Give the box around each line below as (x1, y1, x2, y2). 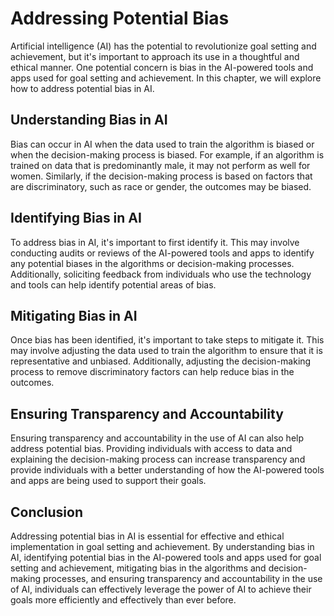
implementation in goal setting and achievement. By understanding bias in (10, 541, 315, 552)
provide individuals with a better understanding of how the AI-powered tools (10, 464, 325, 476)
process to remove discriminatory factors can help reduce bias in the (10, 366, 295, 378)
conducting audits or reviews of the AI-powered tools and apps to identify (10, 247, 315, 259)
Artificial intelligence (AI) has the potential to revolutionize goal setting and (10, 40, 317, 52)
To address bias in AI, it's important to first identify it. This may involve (10, 236, 300, 248)
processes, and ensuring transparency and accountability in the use (42, 573, 323, 584)
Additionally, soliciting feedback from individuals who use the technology (10, 268, 312, 280)
